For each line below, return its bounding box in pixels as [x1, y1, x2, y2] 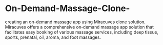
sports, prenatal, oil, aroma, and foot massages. [5, 34, 101, 40]
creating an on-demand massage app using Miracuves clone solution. [5, 19, 145, 25]
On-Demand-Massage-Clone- [5, 3, 130, 14]
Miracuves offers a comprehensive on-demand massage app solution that [5, 24, 154, 30]
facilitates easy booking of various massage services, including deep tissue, [5, 29, 159, 35]
